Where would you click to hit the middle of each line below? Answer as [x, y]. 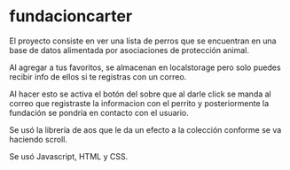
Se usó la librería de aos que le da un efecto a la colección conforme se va [145, 129]
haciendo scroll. [39, 139]
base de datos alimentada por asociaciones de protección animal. [129, 50]
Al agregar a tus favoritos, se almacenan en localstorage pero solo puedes [145, 67]
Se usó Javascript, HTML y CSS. [69, 156]
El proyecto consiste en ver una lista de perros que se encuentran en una [143, 41]
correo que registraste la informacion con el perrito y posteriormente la [139, 103]
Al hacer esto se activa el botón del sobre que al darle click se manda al [141, 94]
